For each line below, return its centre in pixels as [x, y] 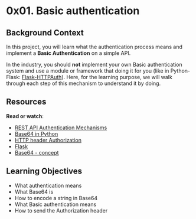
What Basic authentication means [55, 204]
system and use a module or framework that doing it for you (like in [88, 71]
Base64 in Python [36, 133]
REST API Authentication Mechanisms [61, 128]
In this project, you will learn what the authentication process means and [94, 47]
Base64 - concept [37, 152]
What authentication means [48, 185]
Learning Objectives [44, 171]
